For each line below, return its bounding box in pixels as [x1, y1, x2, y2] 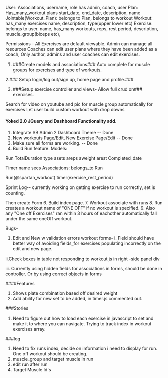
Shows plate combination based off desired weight [12, 290, 118, 296]
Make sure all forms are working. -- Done [12, 140, 98, 146]
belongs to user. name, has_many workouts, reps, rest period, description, [5, 26, 159, 32]
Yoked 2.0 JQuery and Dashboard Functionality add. [5, 118, 117, 124]
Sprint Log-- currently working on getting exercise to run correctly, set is [5, 184, 155, 191]
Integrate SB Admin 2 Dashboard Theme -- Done [12, 130, 114, 136]
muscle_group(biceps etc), [5, 31, 61, 37]
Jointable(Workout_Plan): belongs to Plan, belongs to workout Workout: [5, 15, 153, 21]
